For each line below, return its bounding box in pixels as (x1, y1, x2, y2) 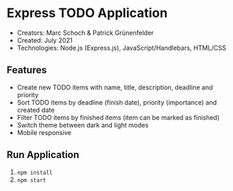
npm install (16, 169, 53, 176)
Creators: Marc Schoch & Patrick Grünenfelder (16, 28, 154, 37)
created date (16, 105, 55, 114)
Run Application (6, 149, 80, 161)
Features (6, 64, 47, 76)
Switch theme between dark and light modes (16, 121, 149, 129)
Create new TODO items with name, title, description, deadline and (16, 83, 213, 92)
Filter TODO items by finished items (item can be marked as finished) (16, 113, 220, 121)
